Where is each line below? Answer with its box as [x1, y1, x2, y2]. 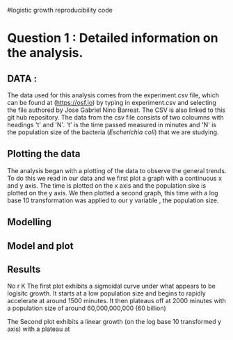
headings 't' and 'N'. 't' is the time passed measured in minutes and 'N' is [7, 121, 217, 129]
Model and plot [7, 240, 74, 252]
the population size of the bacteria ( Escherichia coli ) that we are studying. [7, 128, 219, 136]
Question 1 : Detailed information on [7, 31, 218, 46]
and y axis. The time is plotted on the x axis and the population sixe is [7, 181, 207, 190]
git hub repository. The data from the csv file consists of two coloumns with [7, 113, 224, 121]
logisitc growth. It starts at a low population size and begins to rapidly [7, 289, 207, 298]
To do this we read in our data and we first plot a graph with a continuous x [7, 174, 223, 182]
